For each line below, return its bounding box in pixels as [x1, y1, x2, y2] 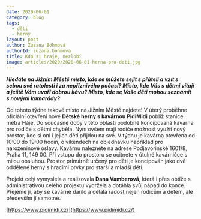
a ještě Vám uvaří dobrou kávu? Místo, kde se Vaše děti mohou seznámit [6, 88, 192, 95]
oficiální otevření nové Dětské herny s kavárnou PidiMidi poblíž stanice [6, 112, 184, 120]
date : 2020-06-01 [6, 8, 50, 15]
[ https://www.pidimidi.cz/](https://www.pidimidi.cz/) [6, 206, 135, 213]
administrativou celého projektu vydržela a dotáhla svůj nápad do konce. [6, 181, 186, 189]
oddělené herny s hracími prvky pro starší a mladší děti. [6, 163, 144, 171]
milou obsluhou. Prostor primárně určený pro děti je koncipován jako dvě [6, 157, 186, 164]
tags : [6, 20, 20, 26]
